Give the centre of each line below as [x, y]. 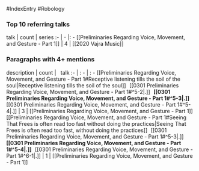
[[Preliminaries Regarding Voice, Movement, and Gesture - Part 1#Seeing [96, 117]
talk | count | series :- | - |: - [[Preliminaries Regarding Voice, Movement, [96, 37]
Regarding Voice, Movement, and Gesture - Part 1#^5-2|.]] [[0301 [88, 92]
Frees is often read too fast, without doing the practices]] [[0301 [87, 130]
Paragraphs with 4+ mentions [51, 60]
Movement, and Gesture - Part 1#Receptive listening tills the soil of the [93, 79]
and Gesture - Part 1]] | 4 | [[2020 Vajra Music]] [65, 44]
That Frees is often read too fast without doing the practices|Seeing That [96, 123]
